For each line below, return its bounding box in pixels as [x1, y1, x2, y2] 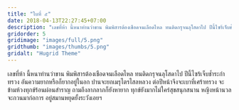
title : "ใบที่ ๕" [7, 10, 51, 18]
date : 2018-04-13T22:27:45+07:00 [7, 17, 107, 24]
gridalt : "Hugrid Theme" [7, 50, 81, 57]
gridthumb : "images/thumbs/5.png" [7, 43, 110, 50]
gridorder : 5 [7, 30, 46, 38]
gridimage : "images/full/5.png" [7, 37, 103, 44]
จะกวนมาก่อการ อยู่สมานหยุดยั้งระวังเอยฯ [7, 93, 102, 101]
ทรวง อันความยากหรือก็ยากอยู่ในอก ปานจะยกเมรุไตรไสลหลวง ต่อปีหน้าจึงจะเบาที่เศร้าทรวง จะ [7, 77, 225, 86]
